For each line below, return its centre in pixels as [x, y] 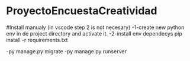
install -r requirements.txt [37, 40]
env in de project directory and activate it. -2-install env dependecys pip [94, 33]
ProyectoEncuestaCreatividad [82, 11]
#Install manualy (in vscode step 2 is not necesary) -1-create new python [95, 27]
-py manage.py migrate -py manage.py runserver [67, 51]
